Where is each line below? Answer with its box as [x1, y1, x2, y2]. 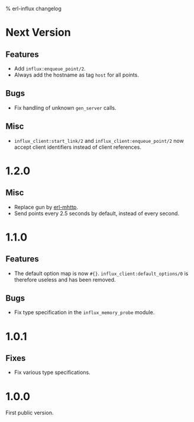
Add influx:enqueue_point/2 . [14, 65, 86, 72]
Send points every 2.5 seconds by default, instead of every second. [14, 210, 180, 217]
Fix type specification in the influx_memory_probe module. [14, 309, 155, 316]
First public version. [5, 409, 54, 417]
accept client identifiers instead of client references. [14, 143, 141, 151]
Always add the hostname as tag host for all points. [14, 71, 140, 78]
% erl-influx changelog [5, 5, 62, 12]
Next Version [5, 26, 72, 39]
